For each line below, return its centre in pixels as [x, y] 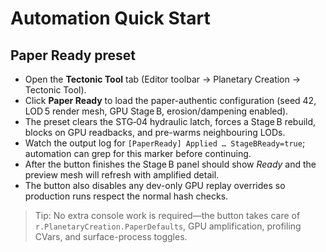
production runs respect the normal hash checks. [126, 196]
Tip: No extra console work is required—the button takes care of [167, 215]
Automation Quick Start [110, 18]
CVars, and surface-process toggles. [111, 236]
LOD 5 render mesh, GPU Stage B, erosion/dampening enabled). [156, 111]
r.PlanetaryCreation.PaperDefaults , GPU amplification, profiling [168, 226]
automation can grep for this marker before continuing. [138, 153]
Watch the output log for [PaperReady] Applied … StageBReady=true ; [165, 143]
